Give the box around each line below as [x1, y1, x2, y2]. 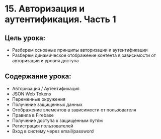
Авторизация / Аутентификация [12, 85, 80, 91]
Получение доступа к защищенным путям [12, 117, 103, 123]
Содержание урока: [5, 72, 71, 81]
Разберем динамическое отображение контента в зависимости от [12, 52, 156, 58]
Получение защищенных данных [12, 101, 83, 107]
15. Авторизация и [5, 3, 85, 15]
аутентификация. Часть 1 [5, 14, 116, 25]
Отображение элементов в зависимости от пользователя [12, 106, 136, 113]
